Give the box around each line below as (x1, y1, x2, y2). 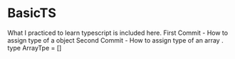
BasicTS (7, 5, 57, 21)
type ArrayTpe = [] (7, 43, 62, 52)
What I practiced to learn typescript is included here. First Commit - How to (7, 28, 229, 37)
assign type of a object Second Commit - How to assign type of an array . (7, 36, 224, 44)
